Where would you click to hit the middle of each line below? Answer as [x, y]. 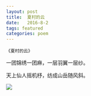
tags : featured [25, 28]
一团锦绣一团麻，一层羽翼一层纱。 [47, 63]
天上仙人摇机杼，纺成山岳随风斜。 [47, 75]
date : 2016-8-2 [27, 23]
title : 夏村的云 [26, 17]
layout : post [22, 12]
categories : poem [27, 34]
